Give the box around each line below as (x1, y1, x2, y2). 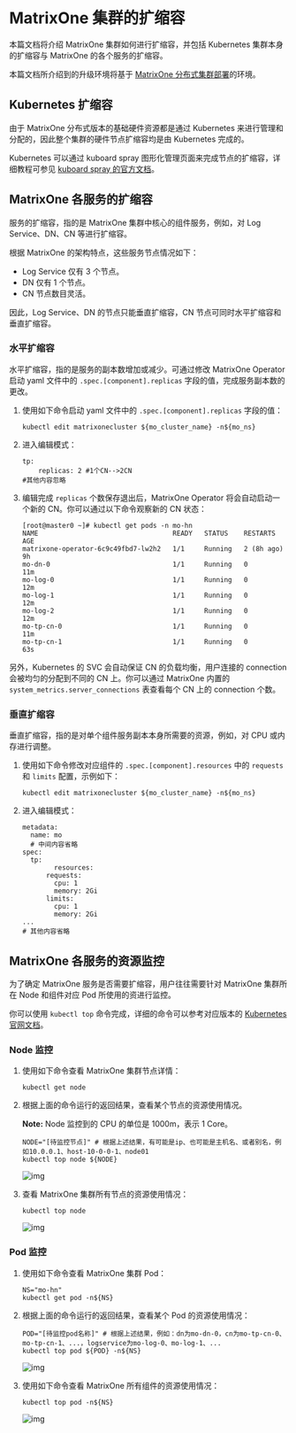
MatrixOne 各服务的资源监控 (9, 953, 165, 968)
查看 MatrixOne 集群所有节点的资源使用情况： (21, 1189, 189, 1200)
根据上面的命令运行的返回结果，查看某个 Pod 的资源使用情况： (21, 1310, 250, 1321)
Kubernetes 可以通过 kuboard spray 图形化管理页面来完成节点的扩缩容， (9, 152, 273, 163)
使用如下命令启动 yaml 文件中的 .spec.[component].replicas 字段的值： (21, 405, 284, 415)
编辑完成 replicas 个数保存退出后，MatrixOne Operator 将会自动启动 (21, 492, 273, 503)
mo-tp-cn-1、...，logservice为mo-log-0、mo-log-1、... (21, 1338, 222, 1347)
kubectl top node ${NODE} (21, 1155, 118, 1165)
